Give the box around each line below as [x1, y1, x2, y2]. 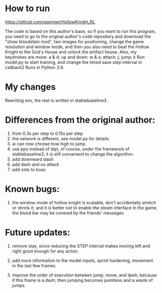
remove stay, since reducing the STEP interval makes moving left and [12, 243, 150, 249]
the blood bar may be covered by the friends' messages [12, 210, 124, 216]
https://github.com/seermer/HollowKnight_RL [5, 19, 95, 25]
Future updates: [5, 227, 71, 238]
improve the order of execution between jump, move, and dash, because [12, 272, 157, 278]
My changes [5, 81, 56, 93]
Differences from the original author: [5, 114, 156, 126]
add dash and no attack [12, 161, 59, 167]
